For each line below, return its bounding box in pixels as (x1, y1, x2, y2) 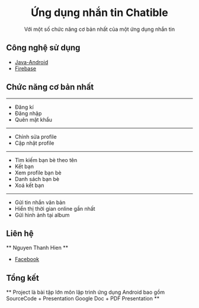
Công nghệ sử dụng (6, 43, 81, 53)
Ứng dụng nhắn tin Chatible (30, 6, 169, 20)
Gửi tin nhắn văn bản (14, 199, 66, 206)
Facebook (14, 256, 40, 263)
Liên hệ (6, 228, 34, 239)
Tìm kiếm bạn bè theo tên (14, 156, 78, 163)
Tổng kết (6, 273, 40, 283)
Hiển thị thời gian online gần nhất (14, 205, 96, 212)
